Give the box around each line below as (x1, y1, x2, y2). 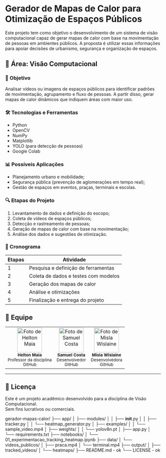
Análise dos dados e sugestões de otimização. (12, 231, 107, 237)
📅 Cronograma (5, 243, 41, 250)
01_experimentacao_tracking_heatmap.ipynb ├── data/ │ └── (5, 437, 132, 443)
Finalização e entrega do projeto (29, 297, 104, 304)
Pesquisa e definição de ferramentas (29, 265, 115, 271)
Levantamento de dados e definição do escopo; (12, 210, 110, 216)
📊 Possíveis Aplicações (5, 161, 64, 168)
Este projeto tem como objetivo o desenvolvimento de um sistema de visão (5, 30, 158, 36)
